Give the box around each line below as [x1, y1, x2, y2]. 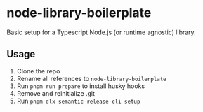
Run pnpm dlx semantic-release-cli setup [16, 97, 140, 105]
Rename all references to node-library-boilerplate [16, 74, 166, 83]
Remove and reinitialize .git [16, 89, 96, 97]
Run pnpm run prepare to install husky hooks [16, 82, 145, 90]
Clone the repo [16, 66, 60, 75]
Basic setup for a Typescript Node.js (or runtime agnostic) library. [6, 28, 196, 36]
